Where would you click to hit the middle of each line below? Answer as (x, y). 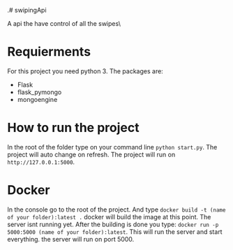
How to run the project (73, 128)
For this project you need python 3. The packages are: (85, 71)
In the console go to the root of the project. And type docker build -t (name (116, 209)
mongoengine (37, 99)
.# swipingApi (27, 10)
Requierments (49, 52)
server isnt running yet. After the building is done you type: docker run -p (113, 224)
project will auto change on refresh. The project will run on (91, 154)
